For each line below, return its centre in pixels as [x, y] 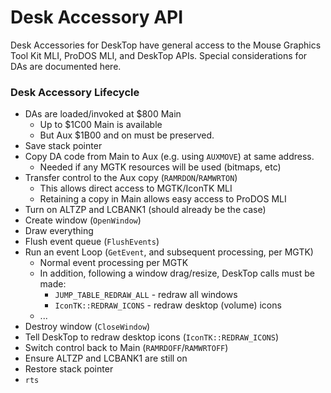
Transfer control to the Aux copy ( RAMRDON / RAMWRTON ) [131, 178]
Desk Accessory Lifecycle [75, 92]
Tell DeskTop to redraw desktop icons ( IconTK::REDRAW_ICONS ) [152, 337]
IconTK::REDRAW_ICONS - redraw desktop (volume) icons [168, 305]
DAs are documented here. [66, 66]
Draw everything [59, 231]
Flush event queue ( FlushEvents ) [92, 242]
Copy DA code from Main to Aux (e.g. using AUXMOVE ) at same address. [169, 157]
